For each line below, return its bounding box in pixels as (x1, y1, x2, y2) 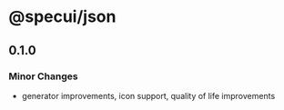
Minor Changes (8, 70, 78, 83)
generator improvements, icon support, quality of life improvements (21, 90, 276, 101)
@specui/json (8, 6, 117, 27)
